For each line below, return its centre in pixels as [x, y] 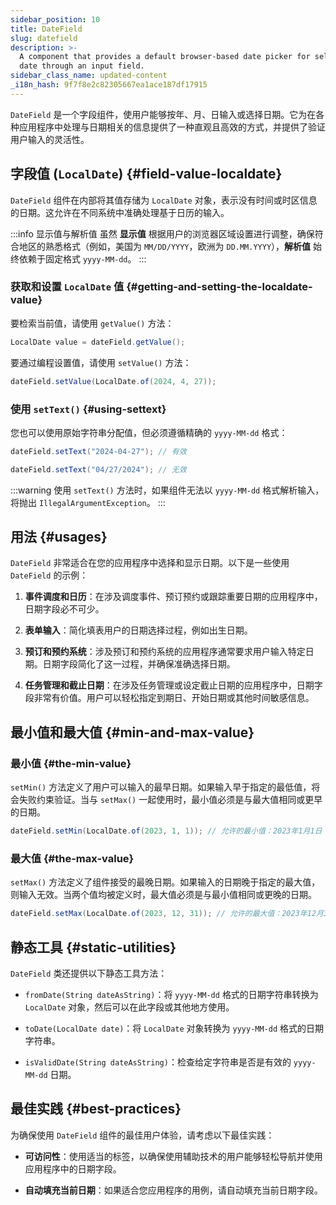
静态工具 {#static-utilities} [93, 947]
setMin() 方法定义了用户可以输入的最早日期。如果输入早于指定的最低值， [161, 787]
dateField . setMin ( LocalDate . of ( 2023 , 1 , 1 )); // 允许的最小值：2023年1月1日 [166, 831]
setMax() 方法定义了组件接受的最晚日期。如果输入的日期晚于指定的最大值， [165, 882]
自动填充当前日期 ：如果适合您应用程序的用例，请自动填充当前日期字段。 [173, 1190]
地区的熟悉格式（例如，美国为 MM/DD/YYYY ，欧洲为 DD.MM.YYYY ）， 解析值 [165, 246]
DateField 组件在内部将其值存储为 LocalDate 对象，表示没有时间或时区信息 [164, 200]
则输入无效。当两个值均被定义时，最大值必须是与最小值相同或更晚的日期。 [163, 895]
